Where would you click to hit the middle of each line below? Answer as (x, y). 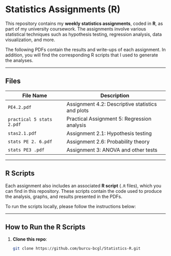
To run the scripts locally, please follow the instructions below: (71, 206)
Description (115, 95)
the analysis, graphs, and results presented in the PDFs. (64, 196)
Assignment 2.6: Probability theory (108, 141)
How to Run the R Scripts (45, 227)
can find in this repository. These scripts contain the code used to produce (83, 191)
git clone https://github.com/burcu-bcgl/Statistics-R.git (77, 249)
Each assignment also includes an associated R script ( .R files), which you (83, 186)
